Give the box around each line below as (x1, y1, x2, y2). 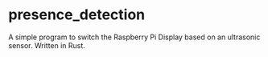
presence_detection (8, 6, 146, 24)
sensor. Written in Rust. (8, 40, 86, 50)
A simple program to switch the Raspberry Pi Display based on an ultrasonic (8, 32, 261, 42)
